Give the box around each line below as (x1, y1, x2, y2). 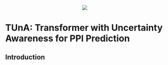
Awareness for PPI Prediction (5, 33, 130, 44)
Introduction (5, 53, 45, 61)
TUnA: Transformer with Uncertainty (5, 22, 163, 34)
